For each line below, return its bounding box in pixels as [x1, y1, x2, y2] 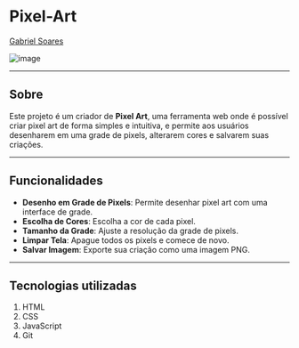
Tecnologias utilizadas [9, 278, 137, 293]
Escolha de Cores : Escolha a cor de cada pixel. [21, 215, 196, 226]
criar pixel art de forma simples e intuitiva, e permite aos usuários [9, 120, 249, 131]
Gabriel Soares [9, 36, 64, 46]
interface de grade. [21, 206, 93, 217]
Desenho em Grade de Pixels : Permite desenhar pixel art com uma [21, 197, 269, 207]
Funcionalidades [9, 174, 104, 189]
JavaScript [21, 320, 62, 331]
